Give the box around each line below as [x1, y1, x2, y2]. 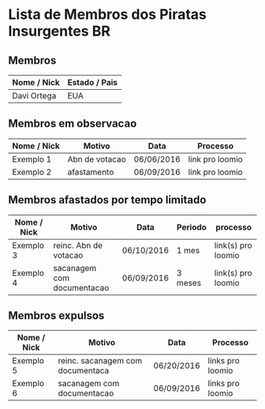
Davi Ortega [12, 91, 57, 101]
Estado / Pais [67, 77, 118, 87]
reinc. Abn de [53, 240, 103, 251]
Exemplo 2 [12, 166, 52, 177]
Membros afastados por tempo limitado [8, 193, 207, 206]
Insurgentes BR [8, 22, 110, 40]
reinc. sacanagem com [58, 355, 143, 366]
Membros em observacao [8, 117, 137, 131]
